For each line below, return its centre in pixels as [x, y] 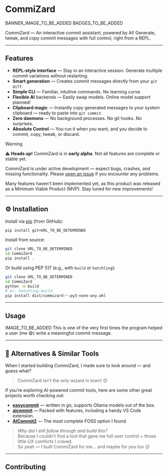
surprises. [23, 123]
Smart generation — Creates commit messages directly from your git [85, 81]
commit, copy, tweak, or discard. [46, 134]
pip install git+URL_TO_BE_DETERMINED [45, 230]
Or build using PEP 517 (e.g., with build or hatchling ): [60, 268]
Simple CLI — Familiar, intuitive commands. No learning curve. [77, 91]
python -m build [22, 286]
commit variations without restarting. [50, 75]
